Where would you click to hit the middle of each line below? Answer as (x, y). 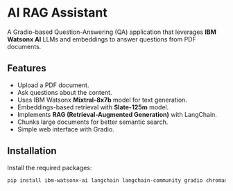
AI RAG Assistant (57, 13)
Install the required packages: (50, 167)
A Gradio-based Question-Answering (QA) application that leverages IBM (112, 32)
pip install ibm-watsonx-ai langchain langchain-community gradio (105, 180)
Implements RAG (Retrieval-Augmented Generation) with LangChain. (117, 114)
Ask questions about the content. (64, 92)
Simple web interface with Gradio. (66, 129)
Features (27, 68)
